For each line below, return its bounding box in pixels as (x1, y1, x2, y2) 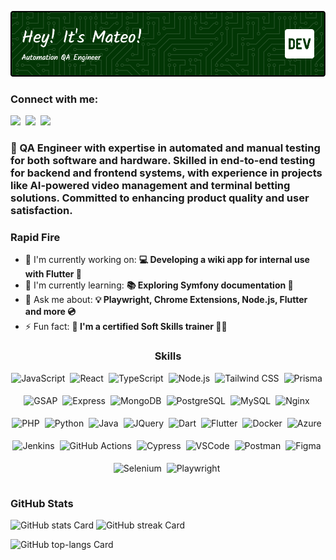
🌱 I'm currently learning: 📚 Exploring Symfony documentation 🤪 (24, 279, 294, 291)
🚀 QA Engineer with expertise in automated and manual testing (10, 141, 321, 155)
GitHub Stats (10, 496, 74, 510)
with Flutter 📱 (24, 268, 82, 280)
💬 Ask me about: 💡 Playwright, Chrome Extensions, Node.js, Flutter (24, 294, 308, 306)
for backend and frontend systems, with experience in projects (10, 166, 323, 180)
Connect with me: (10, 92, 99, 106)
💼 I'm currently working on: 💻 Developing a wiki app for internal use (24, 254, 310, 266)
